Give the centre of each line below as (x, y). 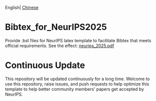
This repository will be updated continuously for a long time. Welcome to (78, 79)
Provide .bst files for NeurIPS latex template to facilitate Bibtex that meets (78, 40)
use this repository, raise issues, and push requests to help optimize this (77, 84)
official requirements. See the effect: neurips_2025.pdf (60, 46)
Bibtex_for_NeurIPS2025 (56, 27)
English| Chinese (22, 8)
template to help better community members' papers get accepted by (75, 89)
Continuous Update (45, 65)
